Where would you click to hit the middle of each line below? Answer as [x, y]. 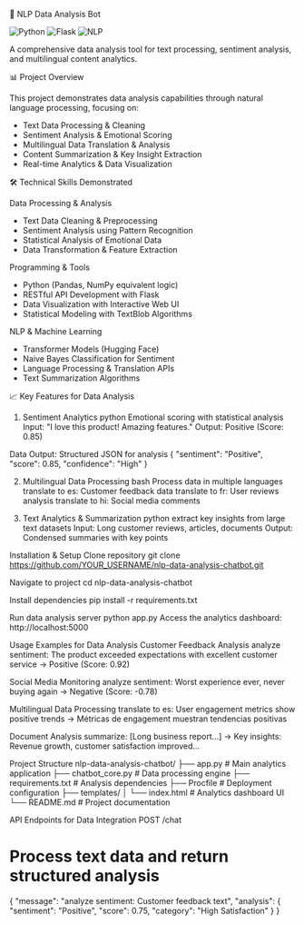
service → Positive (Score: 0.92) [69, 664]
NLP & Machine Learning [56, 331]
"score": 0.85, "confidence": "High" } [78, 464]
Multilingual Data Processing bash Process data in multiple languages [152, 481]
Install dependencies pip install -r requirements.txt [103, 600]
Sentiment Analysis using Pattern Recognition [108, 230]
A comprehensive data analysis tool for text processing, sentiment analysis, [151, 49]
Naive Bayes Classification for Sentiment [98, 358]
